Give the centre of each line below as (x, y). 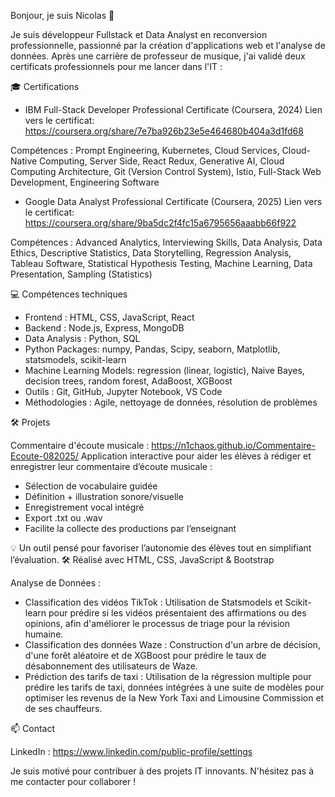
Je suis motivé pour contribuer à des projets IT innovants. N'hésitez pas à (162, 771)
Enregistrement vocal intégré (84, 507)
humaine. (44, 634)
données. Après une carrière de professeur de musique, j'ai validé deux (158, 56)
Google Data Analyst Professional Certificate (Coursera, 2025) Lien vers (173, 201)
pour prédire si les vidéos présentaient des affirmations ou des (177, 613)
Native (24, 161)
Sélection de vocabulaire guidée (91, 486)
